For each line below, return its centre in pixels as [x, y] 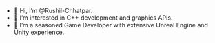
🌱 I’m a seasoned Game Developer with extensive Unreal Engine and [111, 25]
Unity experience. [39, 32]
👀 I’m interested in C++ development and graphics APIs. [93, 18]
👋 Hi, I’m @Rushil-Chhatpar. [53, 11]
